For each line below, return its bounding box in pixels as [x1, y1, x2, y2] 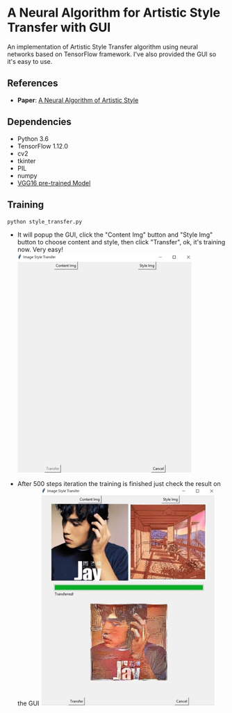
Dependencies [7, 116, 72, 128]
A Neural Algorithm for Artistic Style [7, 5, 221, 21]
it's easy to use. [7, 57, 53, 65]
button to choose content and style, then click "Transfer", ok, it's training [17, 238, 226, 246]
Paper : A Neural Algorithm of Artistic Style [17, 96, 139, 104]
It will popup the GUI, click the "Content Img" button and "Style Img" [17, 230, 213, 239]
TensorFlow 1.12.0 [17, 142, 68, 150]
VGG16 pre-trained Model [17, 178, 91, 187]
